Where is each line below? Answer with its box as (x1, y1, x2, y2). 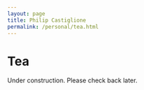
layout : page (7, 10, 46, 17)
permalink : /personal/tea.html (7, 23, 99, 30)
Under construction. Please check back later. (7, 76, 138, 84)
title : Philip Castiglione (7, 17, 86, 24)
